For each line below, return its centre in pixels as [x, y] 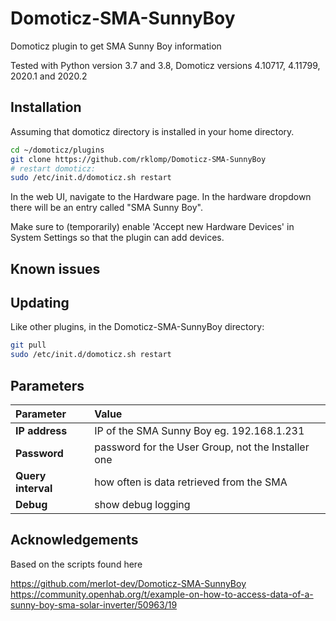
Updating [40, 303]
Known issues [55, 268]
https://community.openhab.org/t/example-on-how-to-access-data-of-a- [162, 594]
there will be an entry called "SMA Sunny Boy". [106, 208]
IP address [41, 431]
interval [34, 489]
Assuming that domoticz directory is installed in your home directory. [152, 131]
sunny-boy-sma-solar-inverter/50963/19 [94, 604]
